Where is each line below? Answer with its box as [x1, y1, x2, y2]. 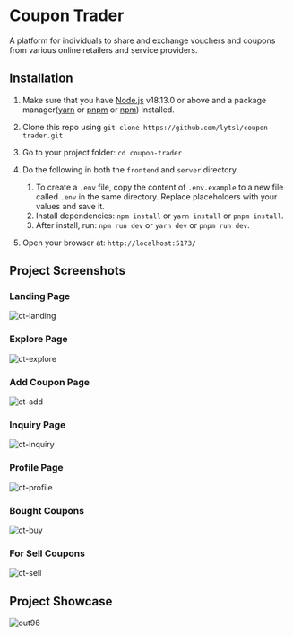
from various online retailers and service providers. [9, 44, 198, 55]
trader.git [22, 131, 64, 140]
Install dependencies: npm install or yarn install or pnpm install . [35, 210, 284, 221]
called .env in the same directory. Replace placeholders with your [35, 190, 278, 202]
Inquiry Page [9, 419, 66, 431]
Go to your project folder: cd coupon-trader [22, 146, 182, 157]
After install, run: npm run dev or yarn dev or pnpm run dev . [35, 219, 250, 230]
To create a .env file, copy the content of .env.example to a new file [35, 181, 284, 192]
